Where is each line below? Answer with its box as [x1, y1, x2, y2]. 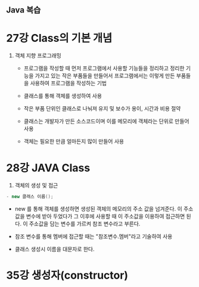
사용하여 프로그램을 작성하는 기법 [30, 79, 107, 87]
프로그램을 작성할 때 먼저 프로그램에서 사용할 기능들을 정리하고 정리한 [23, 64, 185, 72]
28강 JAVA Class [6, 161, 91, 174]
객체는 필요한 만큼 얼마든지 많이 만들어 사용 [23, 138, 124, 145]
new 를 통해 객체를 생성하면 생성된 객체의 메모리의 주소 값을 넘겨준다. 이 [14, 205, 183, 212]
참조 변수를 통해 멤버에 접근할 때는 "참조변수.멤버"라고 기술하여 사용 [14, 233, 173, 240]
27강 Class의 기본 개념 [6, 31, 113, 45]
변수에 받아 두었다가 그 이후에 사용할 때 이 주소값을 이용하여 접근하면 [26, 213, 185, 220]
